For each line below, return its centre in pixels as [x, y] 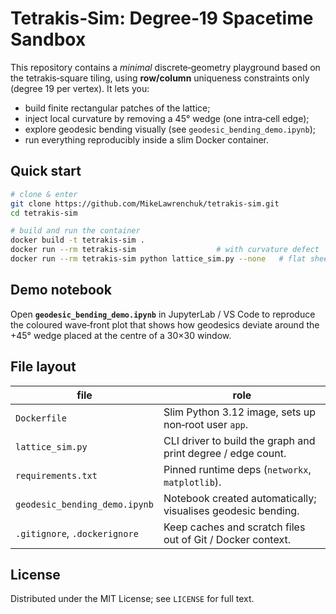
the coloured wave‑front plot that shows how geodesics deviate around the [165, 324]
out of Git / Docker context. [227, 539]
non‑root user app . [206, 424]
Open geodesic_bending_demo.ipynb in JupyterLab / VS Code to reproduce [163, 314]
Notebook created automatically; [240, 498]
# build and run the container [75, 231]
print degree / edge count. [225, 453]
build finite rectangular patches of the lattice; [117, 108]
